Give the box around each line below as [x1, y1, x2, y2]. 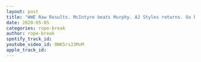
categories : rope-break [6, 25, 66, 31]
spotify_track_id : [6, 36, 52, 42]
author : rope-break [6, 31, 55, 37]
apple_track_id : [6, 47, 47, 53]
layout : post [6, 8, 39, 15]
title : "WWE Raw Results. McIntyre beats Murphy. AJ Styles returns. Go [6, 14, 191, 20]
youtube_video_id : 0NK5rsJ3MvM [6, 42, 84, 48]
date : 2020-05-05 [6, 19, 50, 25]
